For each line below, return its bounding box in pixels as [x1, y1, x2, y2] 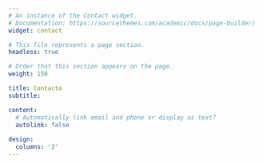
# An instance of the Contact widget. [8, 11, 137, 20]
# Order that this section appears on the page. [8, 63, 173, 71]
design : [8, 136, 34, 144]
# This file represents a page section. [8, 41, 145, 49]
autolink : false [15, 121, 70, 129]
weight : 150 [8, 70, 48, 78]
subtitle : [8, 91, 42, 99]
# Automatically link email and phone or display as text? [15, 113, 217, 122]
